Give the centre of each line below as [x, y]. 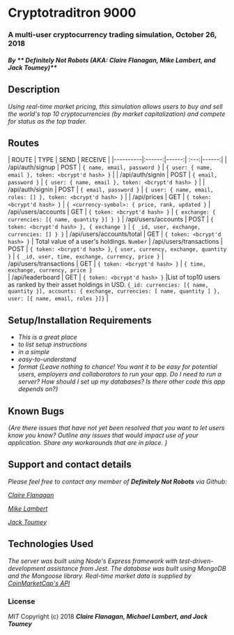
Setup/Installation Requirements [80, 320]
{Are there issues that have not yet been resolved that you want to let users [116, 428]
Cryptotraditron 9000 [72, 13]
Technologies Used [50, 544]
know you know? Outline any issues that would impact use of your [103, 435]
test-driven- [196, 561]
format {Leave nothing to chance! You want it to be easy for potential [118, 367]
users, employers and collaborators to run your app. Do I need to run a [120, 374]
